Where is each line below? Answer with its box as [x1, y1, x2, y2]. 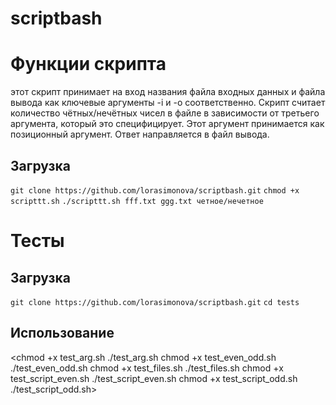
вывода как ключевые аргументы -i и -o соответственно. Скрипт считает [10, 97, 326, 109]
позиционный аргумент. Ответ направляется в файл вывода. [10, 128, 270, 141]
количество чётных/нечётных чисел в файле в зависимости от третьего [10, 107, 320, 119]
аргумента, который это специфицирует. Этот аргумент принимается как [10, 118, 325, 130]
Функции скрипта [10, 53, 167, 76]
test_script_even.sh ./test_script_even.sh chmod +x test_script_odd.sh [10, 372, 298, 384]
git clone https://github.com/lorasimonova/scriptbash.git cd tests [10, 297, 300, 307]
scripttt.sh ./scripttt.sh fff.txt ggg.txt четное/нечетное [10, 196, 264, 206]
